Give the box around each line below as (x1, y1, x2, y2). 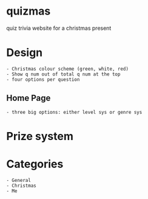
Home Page (6, 93, 51, 103)
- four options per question (6, 76, 80, 83)
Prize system (6, 129, 74, 143)
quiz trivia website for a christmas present (6, 24, 112, 32)
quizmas (6, 4, 51, 18)
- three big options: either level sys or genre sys (6, 109, 143, 115)
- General (6, 177, 32, 183)
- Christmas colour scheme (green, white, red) (6, 66, 129, 72)
